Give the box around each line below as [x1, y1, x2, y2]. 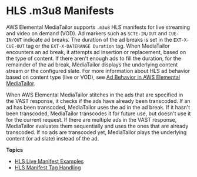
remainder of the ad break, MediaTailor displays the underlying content [6, 61, 178, 68]
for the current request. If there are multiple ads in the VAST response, [6, 116, 177, 123]
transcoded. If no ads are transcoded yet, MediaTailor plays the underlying [6, 128, 187, 136]
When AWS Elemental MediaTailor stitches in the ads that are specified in [6, 91, 183, 98]
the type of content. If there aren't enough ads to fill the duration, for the [6, 55, 181, 62]
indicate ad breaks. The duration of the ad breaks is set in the [23, 36, 172, 43]
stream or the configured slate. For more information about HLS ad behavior [6, 67, 190, 74]
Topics [6, 146, 24, 153]
